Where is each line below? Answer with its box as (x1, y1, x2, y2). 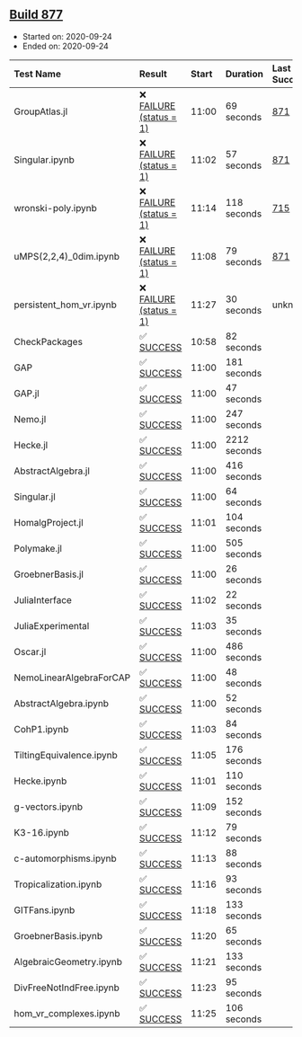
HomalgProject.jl (13, 516, 84, 528)
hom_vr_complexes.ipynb (13, 1006, 120, 1019)
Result (138, 67, 168, 80)
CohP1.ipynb (13, 722, 69, 735)
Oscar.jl (13, 645, 47, 658)
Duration (225, 67, 263, 80)
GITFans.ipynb (13, 903, 75, 916)
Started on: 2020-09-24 (22, 31, 112, 41)
